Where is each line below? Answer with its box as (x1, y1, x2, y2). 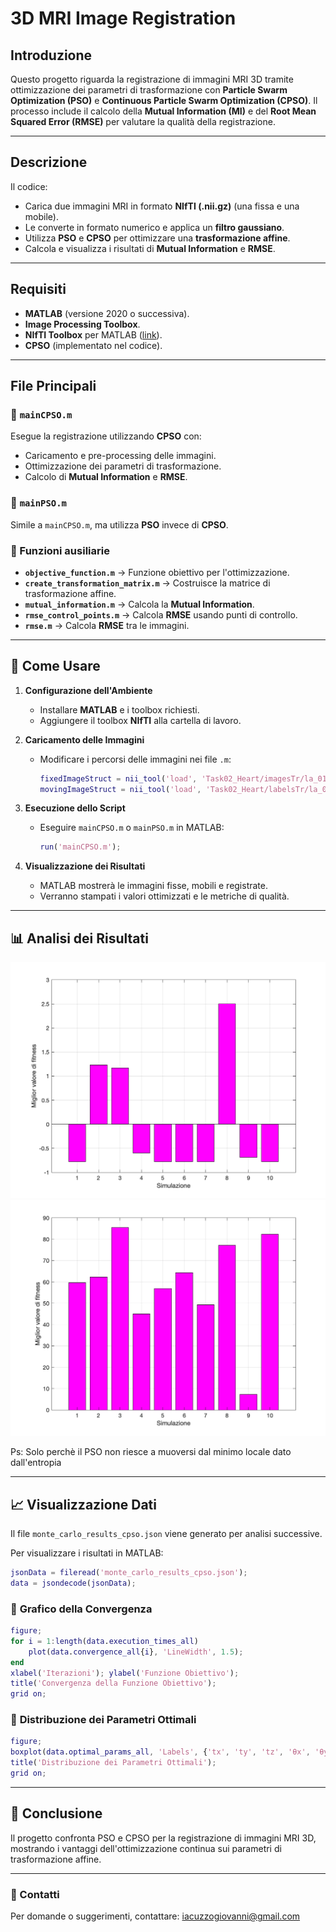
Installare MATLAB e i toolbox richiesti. (39, 703, 200, 716)
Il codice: (10, 180, 48, 192)
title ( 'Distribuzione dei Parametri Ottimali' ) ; (10, 1758, 217, 1768)
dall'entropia (10, 1457, 62, 1469)
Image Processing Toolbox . (24, 318, 141, 330)
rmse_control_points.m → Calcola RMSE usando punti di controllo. (24, 608, 298, 621)
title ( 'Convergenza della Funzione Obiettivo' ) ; (10, 1678, 217, 1689)
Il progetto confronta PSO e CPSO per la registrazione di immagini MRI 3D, (10, 1832, 317, 1844)
